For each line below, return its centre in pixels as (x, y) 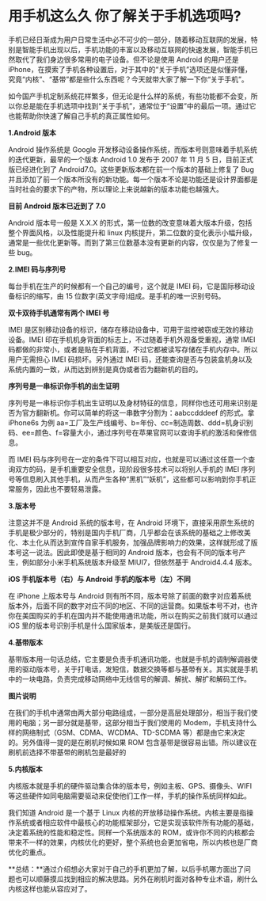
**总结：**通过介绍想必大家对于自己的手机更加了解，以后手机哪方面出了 (126, 869)
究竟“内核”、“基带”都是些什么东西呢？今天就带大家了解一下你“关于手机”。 (128, 79)
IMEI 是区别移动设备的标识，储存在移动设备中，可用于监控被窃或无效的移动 (131, 329)
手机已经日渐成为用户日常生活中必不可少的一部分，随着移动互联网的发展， (129, 40)
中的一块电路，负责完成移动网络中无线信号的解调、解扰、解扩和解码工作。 (129, 679)
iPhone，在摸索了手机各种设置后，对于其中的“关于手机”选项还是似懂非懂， (130, 69)
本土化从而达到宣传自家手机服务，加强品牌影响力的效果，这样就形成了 (136, 542)
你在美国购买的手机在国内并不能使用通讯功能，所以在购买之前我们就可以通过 (133, 615)
